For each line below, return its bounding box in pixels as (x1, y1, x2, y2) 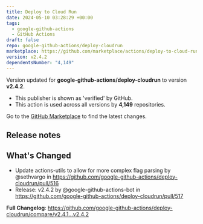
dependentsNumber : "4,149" (6, 59, 74, 65)
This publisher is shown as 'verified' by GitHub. (14, 94, 133, 102)
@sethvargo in (14, 173, 51, 180)
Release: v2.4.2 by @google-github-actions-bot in (14, 186, 141, 193)
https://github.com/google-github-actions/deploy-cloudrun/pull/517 (14, 192, 184, 200)
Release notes (6, 130, 61, 140)
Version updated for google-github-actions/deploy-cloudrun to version (6, 76, 187, 84)
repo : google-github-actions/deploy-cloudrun (6, 43, 123, 49)
